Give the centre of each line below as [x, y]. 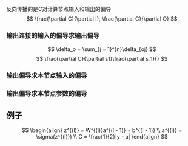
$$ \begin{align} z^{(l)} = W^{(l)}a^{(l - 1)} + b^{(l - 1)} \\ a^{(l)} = [102, 130]
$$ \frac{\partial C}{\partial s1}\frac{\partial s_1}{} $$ [102, 59]
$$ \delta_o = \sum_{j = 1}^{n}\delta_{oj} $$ [102, 49]
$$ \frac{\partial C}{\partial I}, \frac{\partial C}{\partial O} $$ [102, 19]
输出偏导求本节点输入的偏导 [47, 76]
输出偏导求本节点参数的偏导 [47, 94]
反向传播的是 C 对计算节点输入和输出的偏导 [59, 9]
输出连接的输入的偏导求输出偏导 [53, 35]
